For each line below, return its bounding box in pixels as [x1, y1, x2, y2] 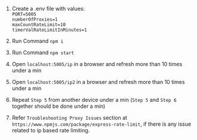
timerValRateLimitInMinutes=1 [11, 27, 88, 33]
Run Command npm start [11, 49, 75, 56]
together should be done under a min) [11, 102, 106, 110]
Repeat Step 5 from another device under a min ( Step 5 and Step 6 [11, 97, 177, 103]
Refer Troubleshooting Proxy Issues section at [11, 114, 127, 121]
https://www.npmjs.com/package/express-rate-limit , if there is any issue [11, 120, 192, 127]
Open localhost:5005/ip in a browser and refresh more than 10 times [11, 61, 183, 67]
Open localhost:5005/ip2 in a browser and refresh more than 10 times [11, 79, 185, 85]
